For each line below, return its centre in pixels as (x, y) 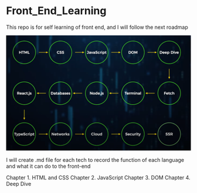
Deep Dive (19, 184)
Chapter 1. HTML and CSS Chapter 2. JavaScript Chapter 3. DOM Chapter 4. (98, 177)
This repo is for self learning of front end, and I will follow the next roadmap (97, 27)
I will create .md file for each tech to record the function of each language (95, 159)
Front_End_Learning (56, 11)
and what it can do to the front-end (48, 166)
